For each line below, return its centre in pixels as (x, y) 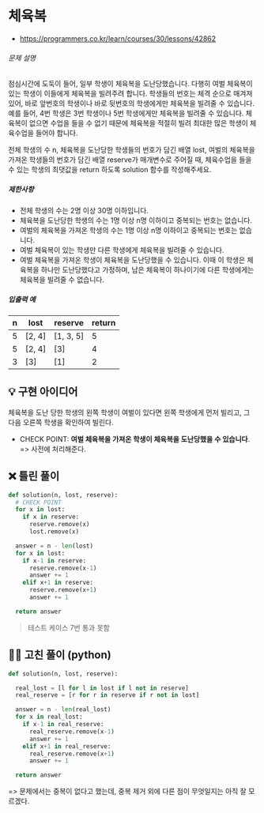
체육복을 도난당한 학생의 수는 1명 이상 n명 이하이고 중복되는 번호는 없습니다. (136, 220)
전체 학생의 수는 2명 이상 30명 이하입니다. (84, 211)
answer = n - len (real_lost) (63, 709)
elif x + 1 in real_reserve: (67, 746)
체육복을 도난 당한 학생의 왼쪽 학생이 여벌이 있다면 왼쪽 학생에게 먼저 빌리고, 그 (129, 412)
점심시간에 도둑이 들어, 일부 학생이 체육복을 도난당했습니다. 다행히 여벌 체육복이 (130, 84)
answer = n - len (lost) (54, 546)
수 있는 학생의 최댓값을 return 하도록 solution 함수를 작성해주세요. (110, 170)
